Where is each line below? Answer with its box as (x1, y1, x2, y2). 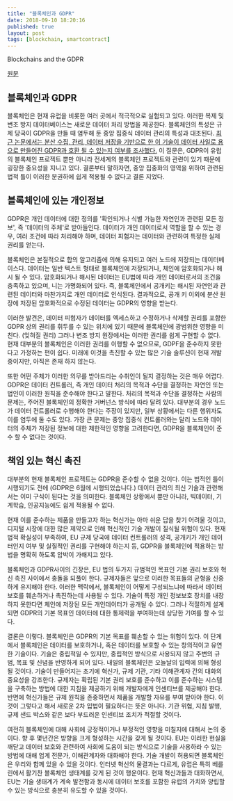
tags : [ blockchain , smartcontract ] (7, 36, 111, 43)
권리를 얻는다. (7, 241, 45, 249)
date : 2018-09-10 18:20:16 (7, 17, 86, 24)
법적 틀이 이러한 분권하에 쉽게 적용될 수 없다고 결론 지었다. (7, 172, 165, 181)
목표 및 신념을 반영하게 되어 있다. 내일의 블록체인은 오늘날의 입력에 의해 (16, 658, 209, 666)
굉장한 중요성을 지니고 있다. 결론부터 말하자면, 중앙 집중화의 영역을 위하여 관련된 (7, 163, 225, 172)
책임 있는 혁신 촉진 (7, 455, 81, 467)
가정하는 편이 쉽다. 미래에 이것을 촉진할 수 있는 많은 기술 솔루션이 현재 (19, 348, 209, 357)
